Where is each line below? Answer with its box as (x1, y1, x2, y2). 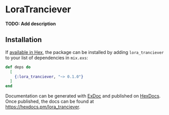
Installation (5, 35, 42, 44)
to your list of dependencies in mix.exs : (5, 54, 88, 61)
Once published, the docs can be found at (5, 99, 94, 105)
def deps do (5, 64, 31, 70)
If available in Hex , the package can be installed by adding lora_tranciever (5, 49, 164, 55)
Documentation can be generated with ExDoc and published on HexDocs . (5, 93, 161, 99)
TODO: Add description (5, 21, 56, 27)
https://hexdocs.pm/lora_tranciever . (5, 104, 81, 110)
